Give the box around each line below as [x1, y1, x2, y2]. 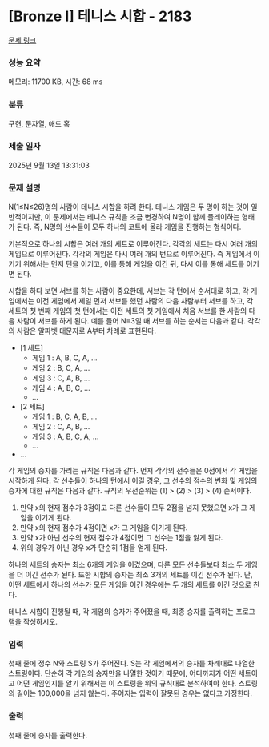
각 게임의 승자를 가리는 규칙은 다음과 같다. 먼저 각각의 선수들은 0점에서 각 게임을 [8, 466, 259, 476]
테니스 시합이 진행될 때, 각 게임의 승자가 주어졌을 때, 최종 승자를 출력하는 [8, 607, 235, 616]
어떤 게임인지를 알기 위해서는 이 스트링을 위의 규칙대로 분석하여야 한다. [16, 678, 237, 689]
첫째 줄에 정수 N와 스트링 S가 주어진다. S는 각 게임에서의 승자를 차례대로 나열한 [8, 658, 255, 669]
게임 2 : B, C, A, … [31, 363, 90, 373]
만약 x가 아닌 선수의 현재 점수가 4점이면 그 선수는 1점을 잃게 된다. [19, 533, 223, 543]
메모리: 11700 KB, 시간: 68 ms [8, 77, 103, 86]
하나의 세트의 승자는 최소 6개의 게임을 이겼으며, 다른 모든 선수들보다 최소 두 [8, 560, 243, 569]
